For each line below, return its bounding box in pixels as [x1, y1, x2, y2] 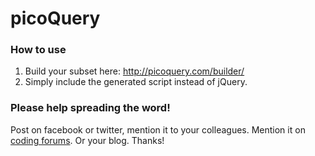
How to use [10, 43, 67, 57]
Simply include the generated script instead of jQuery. [24, 76, 248, 88]
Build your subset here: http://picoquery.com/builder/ [24, 65, 245, 77]
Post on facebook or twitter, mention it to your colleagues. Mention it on [10, 123, 306, 136]
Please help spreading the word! [10, 101, 171, 115]
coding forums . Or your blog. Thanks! [10, 134, 165, 146]
